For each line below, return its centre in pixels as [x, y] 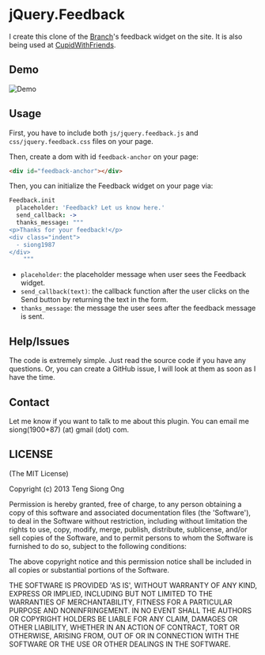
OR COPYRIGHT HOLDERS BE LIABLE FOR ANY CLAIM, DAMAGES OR [123, 619]
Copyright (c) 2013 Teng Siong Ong [67, 489]
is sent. [32, 316]
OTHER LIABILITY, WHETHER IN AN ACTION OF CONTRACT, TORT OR [124, 627]
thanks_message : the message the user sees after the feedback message [138, 308]
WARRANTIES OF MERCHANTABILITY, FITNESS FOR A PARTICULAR [121, 602]
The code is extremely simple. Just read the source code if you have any [127, 361]
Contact [29, 402]
